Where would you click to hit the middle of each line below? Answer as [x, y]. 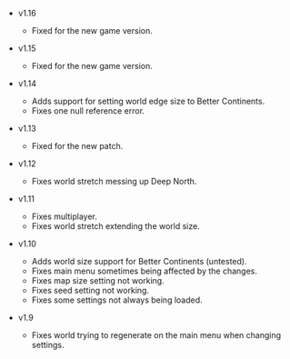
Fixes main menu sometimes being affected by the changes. [144, 271]
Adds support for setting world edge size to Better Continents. [148, 101]
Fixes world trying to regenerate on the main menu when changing [156, 335]
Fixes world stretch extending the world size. [115, 226]
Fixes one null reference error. [88, 111]
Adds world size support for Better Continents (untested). [139, 261]
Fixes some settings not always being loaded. [117, 300]
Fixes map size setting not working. [98, 280]
